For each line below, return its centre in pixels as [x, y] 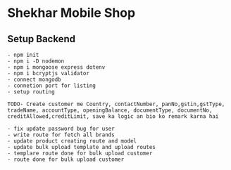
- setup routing [31, 92]
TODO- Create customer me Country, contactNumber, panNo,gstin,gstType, [116, 104]
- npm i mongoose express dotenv [56, 67]
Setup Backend [42, 39]
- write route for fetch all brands [61, 135]
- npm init [23, 55]
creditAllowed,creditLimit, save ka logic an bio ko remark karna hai [113, 117]
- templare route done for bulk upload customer [80, 153]
